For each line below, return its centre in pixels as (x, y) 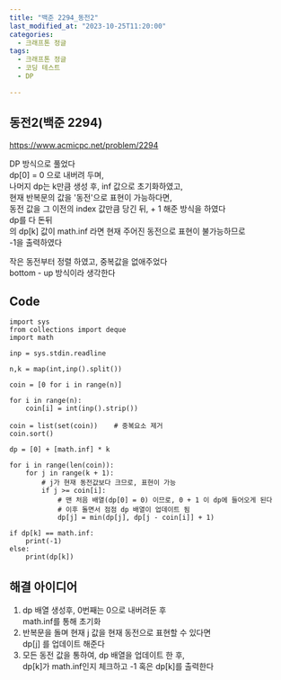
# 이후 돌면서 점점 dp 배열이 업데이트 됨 (123, 510)
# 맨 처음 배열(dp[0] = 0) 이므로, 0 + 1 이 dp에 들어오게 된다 (165, 500)
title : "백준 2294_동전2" (54, 18)
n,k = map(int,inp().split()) (66, 370)
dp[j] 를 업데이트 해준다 (63, 644)
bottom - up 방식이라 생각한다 (62, 273)
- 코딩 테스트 (39, 68)
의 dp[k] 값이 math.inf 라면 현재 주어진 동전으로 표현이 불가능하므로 (127, 231)
